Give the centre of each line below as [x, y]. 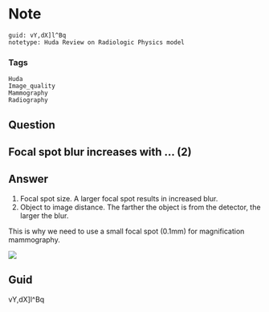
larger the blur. [44, 215]
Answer [29, 179]
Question [32, 125]
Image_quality [32, 86]
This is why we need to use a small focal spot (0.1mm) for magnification [126, 231]
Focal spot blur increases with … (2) [100, 152]
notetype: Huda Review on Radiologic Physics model [96, 42]
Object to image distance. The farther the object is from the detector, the [140, 207]
